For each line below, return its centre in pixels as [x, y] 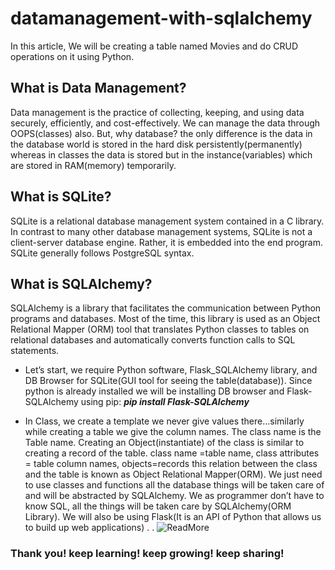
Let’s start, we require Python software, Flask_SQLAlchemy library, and [171, 370]
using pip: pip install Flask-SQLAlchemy [165, 402]
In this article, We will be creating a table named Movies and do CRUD [154, 46]
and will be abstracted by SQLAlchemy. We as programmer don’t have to [174, 496]
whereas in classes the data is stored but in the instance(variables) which [161, 154]
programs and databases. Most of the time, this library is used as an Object [165, 319]
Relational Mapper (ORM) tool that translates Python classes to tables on [160, 329]
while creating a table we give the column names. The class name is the [173, 432]
